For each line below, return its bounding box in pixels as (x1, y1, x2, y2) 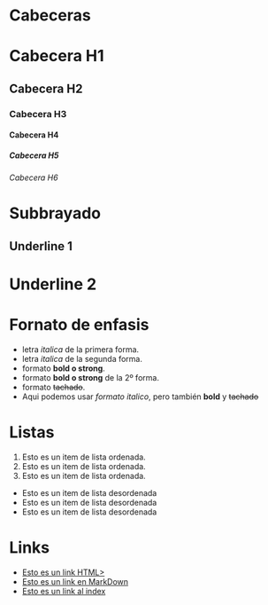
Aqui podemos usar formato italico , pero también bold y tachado (21, 391, 259, 402)
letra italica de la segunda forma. (21, 353, 143, 364)
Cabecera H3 (9, 107, 67, 120)
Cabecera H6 (9, 172, 59, 183)
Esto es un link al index (21, 585, 106, 596)
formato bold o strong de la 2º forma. (21, 372, 159, 382)
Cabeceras (9, 5, 91, 26)
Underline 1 (9, 239, 73, 254)
